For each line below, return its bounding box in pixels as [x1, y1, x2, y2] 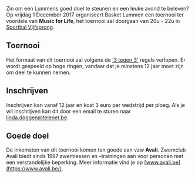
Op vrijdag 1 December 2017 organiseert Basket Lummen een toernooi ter [6, 11, 184, 18]
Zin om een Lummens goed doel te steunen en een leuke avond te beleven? [6, 5, 189, 12]
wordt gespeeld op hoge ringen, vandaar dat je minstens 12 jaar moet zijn [6, 62, 184, 69]
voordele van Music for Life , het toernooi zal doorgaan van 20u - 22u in [6, 18, 180, 24]
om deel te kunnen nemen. [6, 69, 71, 76]
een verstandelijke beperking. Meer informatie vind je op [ [6, 159, 147, 166]
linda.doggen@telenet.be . [6, 114, 69, 121]
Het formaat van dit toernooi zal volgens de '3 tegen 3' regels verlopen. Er [6, 56, 186, 63]
